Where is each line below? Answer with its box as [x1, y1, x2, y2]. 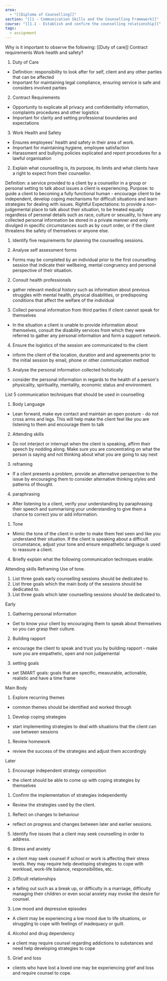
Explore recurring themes [12, 694, 65, 700]
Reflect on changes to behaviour [12, 812, 80, 817]
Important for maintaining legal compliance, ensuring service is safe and [12, 79, 161, 85]
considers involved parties [12, 85, 67, 90]
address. [12, 836, 31, 842]
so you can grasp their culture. [12, 626, 76, 632]
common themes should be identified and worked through [12, 704, 132, 710]
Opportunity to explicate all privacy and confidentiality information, [12, 104, 150, 110]
